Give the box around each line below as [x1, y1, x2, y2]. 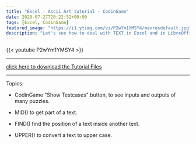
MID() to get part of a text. [14, 109, 78, 116]
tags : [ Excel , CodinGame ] [6, 19, 69, 25]
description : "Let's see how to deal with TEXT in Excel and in [6, 30, 166, 36]
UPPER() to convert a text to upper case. [14, 132, 113, 139]
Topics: [6, 80, 24, 87]
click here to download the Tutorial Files [6, 63, 102, 70]
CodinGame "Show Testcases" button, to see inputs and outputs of [14, 91, 176, 98]
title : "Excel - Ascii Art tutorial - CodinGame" [6, 8, 129, 15]
